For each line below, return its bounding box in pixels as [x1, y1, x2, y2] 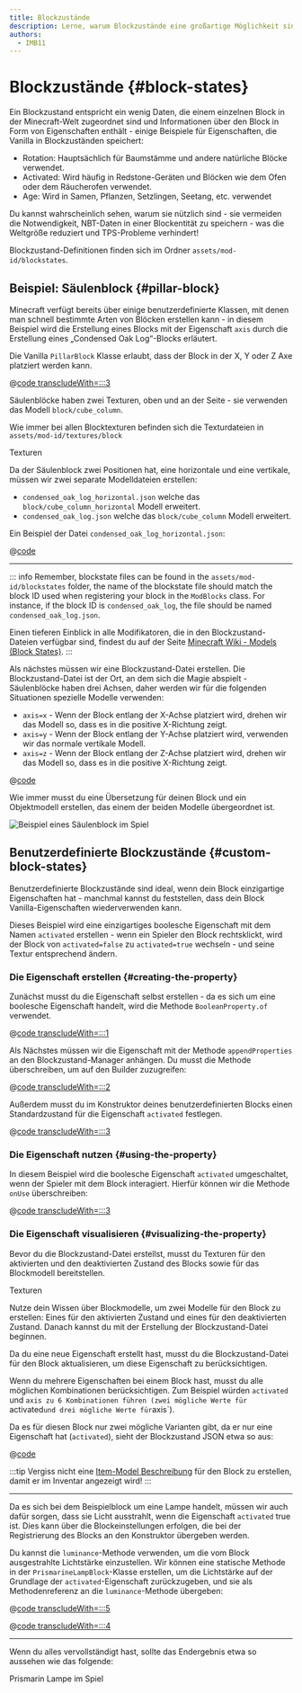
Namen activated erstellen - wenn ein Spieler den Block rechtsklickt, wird [9, 929, 283, 940]
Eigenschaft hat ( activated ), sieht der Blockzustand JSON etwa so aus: [9, 1430, 274, 1441]
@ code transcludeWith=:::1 [9, 1028, 110, 1038]
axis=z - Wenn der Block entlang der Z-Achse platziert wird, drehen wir [22, 748, 287, 758]
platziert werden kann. [9, 361, 93, 370]
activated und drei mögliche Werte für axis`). [9, 1403, 175, 1414]
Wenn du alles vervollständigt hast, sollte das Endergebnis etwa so [9, 1646, 257, 1657]
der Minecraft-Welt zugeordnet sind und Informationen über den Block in [9, 116, 280, 127]
